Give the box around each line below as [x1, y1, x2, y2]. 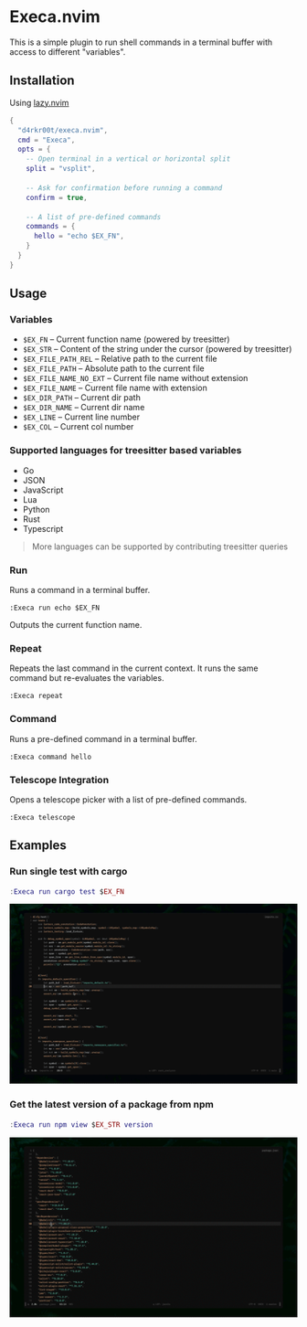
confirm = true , [26, 193, 89, 202]
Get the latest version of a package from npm [9, 1099, 215, 1111]
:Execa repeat [9, 692, 64, 701]
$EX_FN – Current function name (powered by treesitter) [22, 334, 230, 345]
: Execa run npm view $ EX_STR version [9, 1120, 153, 1130]
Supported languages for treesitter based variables [9, 444, 242, 457]
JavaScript [22, 484, 64, 495]
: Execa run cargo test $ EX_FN [9, 886, 125, 897]
